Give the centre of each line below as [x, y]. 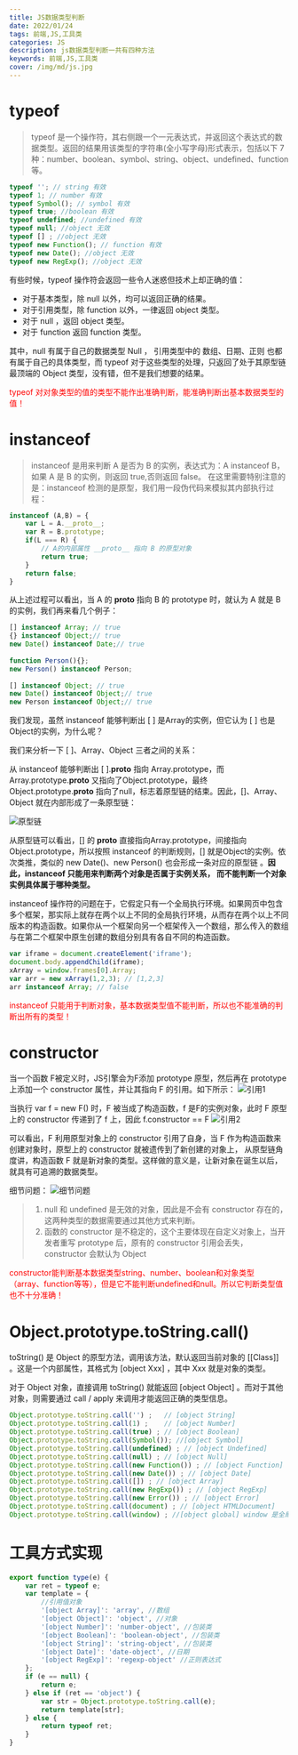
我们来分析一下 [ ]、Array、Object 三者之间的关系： [103, 750]
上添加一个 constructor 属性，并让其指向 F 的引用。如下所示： [123, 1090]
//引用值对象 [62, 1602]
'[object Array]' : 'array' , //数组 [106, 1611]
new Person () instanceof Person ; [71, 669]
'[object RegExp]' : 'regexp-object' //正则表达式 [131, 1660]
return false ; [51, 573]
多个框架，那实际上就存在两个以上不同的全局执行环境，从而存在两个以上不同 [149, 915]
